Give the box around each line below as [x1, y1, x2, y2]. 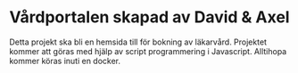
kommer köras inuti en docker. [9, 55, 121, 66]
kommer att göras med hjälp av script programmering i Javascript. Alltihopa [9, 45, 287, 56]
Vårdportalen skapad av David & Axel [9, 7, 290, 28]
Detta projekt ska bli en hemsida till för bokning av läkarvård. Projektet [9, 36, 268, 47]
